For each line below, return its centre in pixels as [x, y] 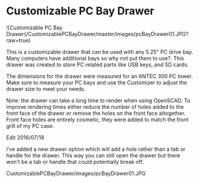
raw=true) [18, 40]
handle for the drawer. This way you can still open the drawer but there [93, 155]
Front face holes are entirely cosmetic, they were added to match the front [97, 119]
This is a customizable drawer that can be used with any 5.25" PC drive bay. [100, 51]
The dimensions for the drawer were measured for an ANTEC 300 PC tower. [99, 76]
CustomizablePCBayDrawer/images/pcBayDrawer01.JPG [76, 173]
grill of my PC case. [30, 126]
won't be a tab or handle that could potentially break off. [75, 161]
